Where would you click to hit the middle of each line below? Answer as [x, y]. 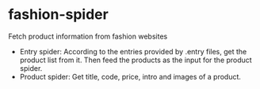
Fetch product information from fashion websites [88, 36]
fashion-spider [58, 15]
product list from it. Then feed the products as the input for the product [136, 60]
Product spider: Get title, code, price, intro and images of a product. [130, 76]
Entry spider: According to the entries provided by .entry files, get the [133, 51]
